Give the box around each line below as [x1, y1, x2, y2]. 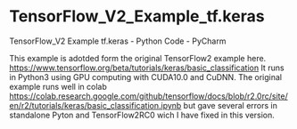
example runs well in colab [9, 81, 107, 92]
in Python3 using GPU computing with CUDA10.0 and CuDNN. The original [9, 71, 283, 82]
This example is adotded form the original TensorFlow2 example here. [9, 52, 267, 63]
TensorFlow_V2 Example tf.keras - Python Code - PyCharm [9, 36, 227, 46]
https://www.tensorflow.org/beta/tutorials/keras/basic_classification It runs [9, 62, 285, 73]
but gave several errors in [183, 100, 278, 110]
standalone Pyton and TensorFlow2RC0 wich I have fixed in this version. [9, 109, 275, 120]
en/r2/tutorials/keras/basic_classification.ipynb [9, 100, 182, 110]
